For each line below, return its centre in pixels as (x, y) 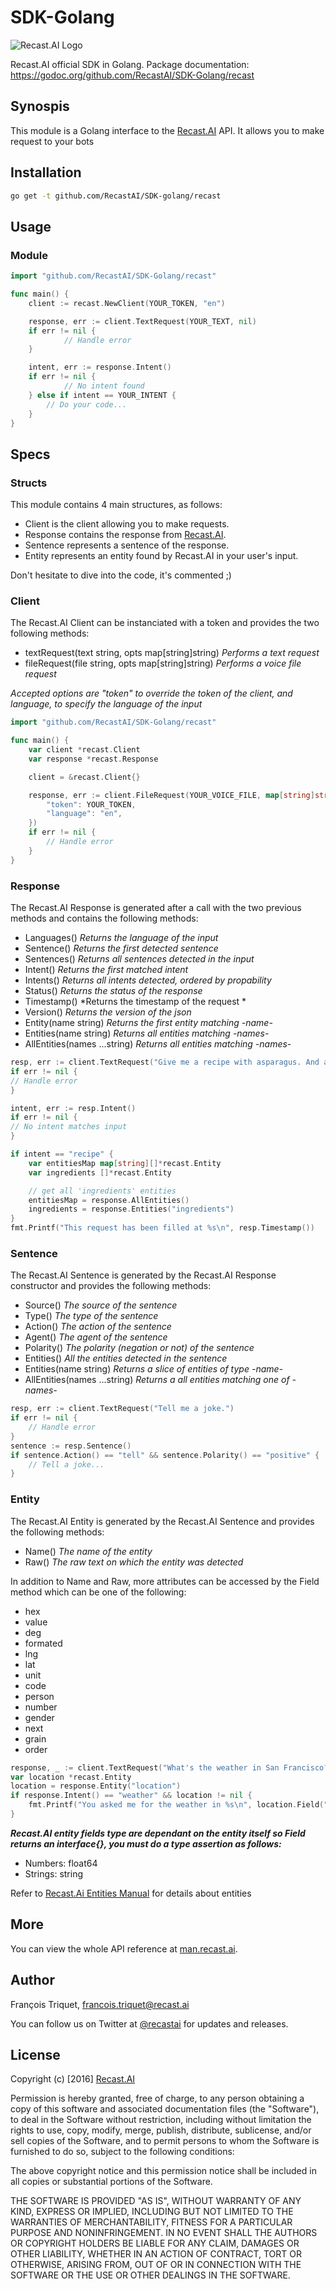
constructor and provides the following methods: (111, 1286)
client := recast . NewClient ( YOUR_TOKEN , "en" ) (127, 303)
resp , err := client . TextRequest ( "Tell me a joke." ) (122, 1409)
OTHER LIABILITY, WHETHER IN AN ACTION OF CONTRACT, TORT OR (156, 2254)
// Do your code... (87, 404)
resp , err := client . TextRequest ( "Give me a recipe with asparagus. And (165, 1062)
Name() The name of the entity (88, 1551)
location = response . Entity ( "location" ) (96, 1786)
